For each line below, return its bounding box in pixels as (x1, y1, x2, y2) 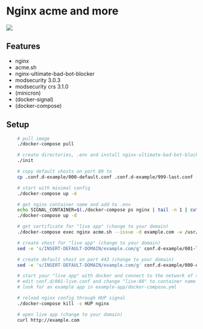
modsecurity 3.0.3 (14, 77, 61, 84)
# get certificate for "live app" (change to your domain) (17, 224, 169, 230)
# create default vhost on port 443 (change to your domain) (17, 256, 174, 263)
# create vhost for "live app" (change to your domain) (17, 240, 161, 246)
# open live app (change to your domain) (17, 312, 123, 318)
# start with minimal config (17, 185, 91, 191)
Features (6, 41, 40, 52)
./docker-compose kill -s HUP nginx (17, 300, 110, 307)
